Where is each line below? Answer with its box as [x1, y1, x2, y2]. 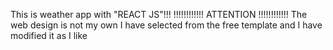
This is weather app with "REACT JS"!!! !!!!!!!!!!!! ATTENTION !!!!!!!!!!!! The [10, 9, 308, 20]
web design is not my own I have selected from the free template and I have [10, 19, 323, 31]
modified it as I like [10, 30, 88, 41]
